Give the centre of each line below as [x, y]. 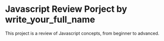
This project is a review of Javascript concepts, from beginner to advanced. [82, 33]
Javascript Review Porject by [66, 9]
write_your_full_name [50, 20]
